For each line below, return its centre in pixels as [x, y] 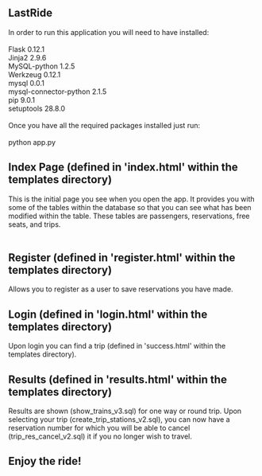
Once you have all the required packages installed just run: [104, 125]
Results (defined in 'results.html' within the [118, 379]
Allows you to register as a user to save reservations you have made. [121, 289]
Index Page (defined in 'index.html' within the [123, 168]
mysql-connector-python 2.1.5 [58, 92]
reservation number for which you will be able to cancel [99, 428]
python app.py [32, 142]
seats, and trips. [35, 224]
